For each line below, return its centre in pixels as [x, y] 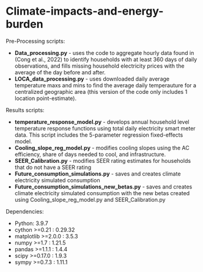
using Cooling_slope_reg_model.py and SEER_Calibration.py [90, 199]
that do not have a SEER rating [53, 167]
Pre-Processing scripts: [35, 41]
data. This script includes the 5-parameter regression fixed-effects [99, 135]
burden [24, 24]
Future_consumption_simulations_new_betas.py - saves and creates [103, 187]
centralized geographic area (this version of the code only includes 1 [101, 91]
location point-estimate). [46, 98]
